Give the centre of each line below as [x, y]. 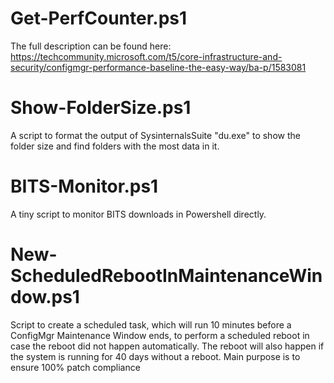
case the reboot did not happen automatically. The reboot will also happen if [167, 346]
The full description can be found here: [91, 46]
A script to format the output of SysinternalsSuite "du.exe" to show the [155, 135]
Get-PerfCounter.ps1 [99, 18]
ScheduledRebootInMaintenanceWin [166, 276]
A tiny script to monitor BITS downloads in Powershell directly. [138, 214]
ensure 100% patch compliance [75, 367]
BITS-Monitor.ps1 [84, 186]
